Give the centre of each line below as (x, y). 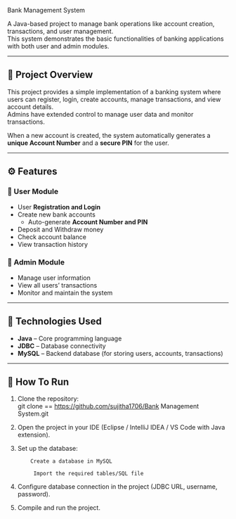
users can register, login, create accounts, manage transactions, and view (114, 99)
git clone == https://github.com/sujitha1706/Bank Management (108, 406)
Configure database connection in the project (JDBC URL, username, (117, 487)
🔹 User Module (33, 191)
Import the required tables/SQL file (88, 474)
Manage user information (54, 278)
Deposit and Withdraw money (60, 229)
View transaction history (53, 244)
